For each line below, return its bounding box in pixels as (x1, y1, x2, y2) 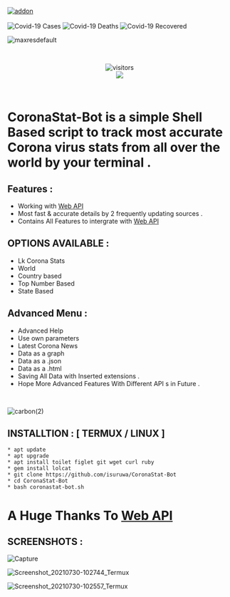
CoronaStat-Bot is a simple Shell (7, 109, 203, 125)
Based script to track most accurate (7, 125, 223, 140)
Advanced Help (17, 326, 64, 335)
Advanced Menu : (7, 307, 88, 320)
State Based (17, 286, 53, 295)
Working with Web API (17, 202, 84, 210)
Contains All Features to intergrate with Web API (17, 217, 159, 225)
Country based (17, 271, 62, 280)
